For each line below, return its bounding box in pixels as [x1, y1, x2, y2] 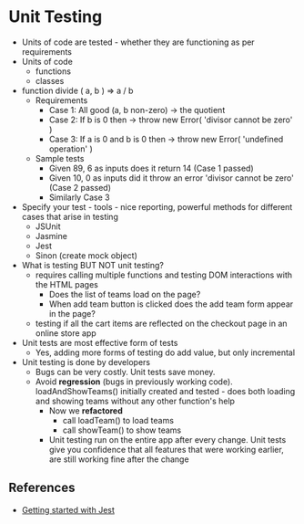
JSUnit [35, 221, 61, 232]
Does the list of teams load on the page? [48, 288, 201, 299]
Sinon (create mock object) [35, 249, 138, 261]
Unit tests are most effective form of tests [21, 337, 178, 348]
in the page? [48, 308, 96, 319]
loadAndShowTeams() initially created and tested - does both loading [35, 385, 296, 396]
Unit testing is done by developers [21, 356, 151, 367]
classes [35, 75, 65, 86]
